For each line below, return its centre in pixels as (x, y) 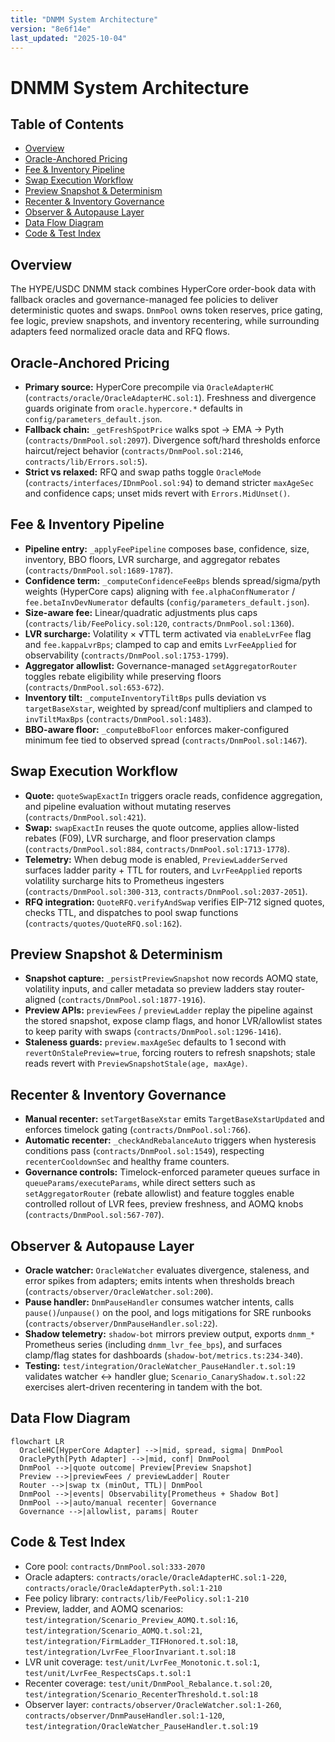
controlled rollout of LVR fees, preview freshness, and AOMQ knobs (164, 1204)
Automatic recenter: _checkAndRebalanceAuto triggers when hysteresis (170, 1140)
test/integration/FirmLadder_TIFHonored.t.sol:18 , (131, 1640)
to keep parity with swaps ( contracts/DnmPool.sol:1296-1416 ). (153, 1032)
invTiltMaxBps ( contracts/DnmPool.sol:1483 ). (118, 718)
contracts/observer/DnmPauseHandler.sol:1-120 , (124, 1715)
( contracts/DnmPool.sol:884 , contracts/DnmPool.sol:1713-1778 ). (157, 848)
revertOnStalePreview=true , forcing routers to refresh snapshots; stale (170, 1053)
